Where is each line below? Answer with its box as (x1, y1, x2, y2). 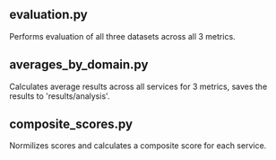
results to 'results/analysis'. (9, 90, 110, 102)
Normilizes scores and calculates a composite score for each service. (9, 140, 267, 151)
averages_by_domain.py (9, 58, 149, 73)
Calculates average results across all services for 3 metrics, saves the (9, 81, 268, 92)
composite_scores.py (9, 117, 133, 132)
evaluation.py (9, 7, 88, 22)
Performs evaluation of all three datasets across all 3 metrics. (9, 31, 236, 41)
